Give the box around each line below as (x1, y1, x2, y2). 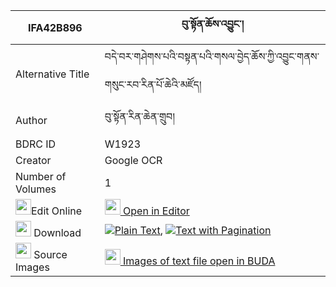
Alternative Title (15, 67, 90, 81)
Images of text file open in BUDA (123, 254, 276, 268)
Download (33, 226, 82, 239)
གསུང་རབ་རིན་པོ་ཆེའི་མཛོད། (104, 78, 202, 91)
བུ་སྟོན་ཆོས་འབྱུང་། (181, 17, 244, 31)
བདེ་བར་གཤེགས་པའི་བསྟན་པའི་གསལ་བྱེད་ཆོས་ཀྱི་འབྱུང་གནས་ (104, 50, 320, 63)
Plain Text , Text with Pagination (114, 223, 272, 237)
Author (15, 113, 48, 127)
